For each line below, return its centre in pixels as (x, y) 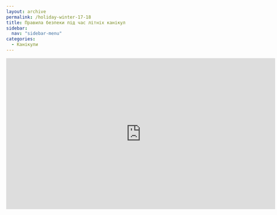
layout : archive (26, 12)
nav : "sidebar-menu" (37, 34)
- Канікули (25, 45)
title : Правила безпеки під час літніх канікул (66, 22)
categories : (21, 39)
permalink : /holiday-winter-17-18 (49, 17)
